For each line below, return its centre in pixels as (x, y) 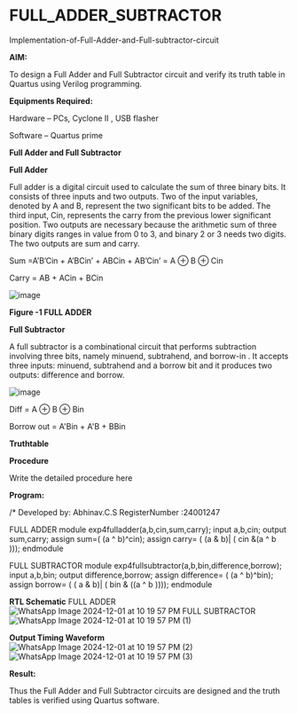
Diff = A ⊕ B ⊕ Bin (47, 409)
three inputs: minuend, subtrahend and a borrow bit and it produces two (141, 365)
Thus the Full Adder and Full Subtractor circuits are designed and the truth (145, 690)
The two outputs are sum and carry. (74, 243)
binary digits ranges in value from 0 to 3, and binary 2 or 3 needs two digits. (148, 234)
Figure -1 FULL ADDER (51, 312)
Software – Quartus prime (56, 135)
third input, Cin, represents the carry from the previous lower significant (141, 215)
